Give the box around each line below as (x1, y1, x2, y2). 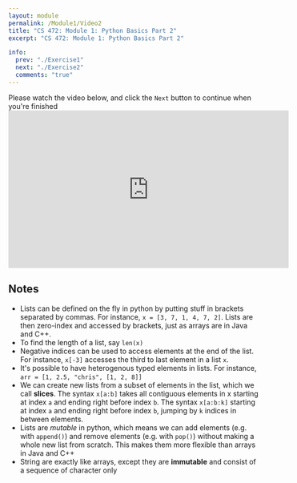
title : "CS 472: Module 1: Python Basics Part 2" (8, 26, 178, 34)
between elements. (19, 414, 84, 424)
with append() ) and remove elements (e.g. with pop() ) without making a (19, 431, 255, 441)
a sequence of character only (19, 465, 118, 475)
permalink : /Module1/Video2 (8, 19, 102, 27)
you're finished (8, 101, 58, 111)
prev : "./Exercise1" (15, 56, 84, 64)
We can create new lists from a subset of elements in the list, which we (19, 380, 255, 389)
